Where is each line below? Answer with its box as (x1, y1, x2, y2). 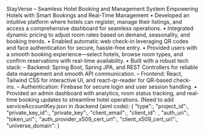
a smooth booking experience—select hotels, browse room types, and (6, 51, 184, 57)
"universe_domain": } (6, 122, 60, 129)
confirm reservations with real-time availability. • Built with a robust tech (6, 57, 188, 64)
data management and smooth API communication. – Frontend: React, (6, 70, 183, 77)
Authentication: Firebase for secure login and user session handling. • (20, 83, 198, 90)
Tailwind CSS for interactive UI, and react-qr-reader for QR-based (6, 76, 173, 84)
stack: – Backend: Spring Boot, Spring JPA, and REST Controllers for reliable (6, 64, 198, 71)
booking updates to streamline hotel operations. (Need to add (18, 96, 174, 103)
